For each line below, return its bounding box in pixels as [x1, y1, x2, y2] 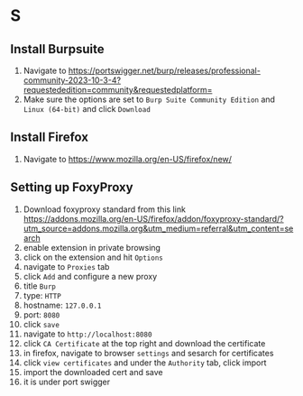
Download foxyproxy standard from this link [23, 204, 186, 215]
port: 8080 [23, 309, 60, 320]
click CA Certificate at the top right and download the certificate [23, 337, 266, 348]
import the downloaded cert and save [23, 366, 163, 377]
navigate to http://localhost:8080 [23, 328, 152, 339]
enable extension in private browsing [23, 242, 161, 253]
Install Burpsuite [10, 41, 105, 57]
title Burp [23, 281, 57, 291]
